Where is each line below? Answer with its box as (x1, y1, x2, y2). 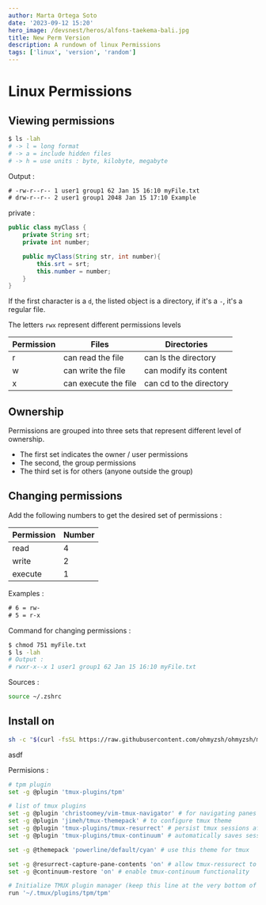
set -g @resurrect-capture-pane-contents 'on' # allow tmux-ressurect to (8, 860, 257, 868)
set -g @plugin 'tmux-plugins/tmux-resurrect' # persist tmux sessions (8, 824, 249, 832)
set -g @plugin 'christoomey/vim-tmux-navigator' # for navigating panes (8, 809, 257, 818)
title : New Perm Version (8, 33, 90, 42)
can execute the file (63, 378, 137, 389)
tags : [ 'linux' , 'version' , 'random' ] (8, 48, 136, 56)
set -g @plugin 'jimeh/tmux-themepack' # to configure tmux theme (8, 817, 232, 825)
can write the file (63, 365, 126, 376)
